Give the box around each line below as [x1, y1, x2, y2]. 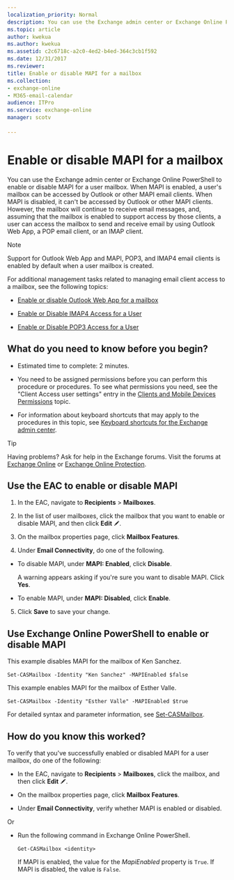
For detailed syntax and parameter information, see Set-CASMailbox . [7, 710, 205, 718]
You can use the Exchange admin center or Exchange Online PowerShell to [7, 175, 222, 184]
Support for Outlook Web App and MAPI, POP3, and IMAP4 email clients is [7, 254, 221, 262]
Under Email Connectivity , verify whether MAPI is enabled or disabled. [17, 804, 222, 812]
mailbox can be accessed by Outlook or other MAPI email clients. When [7, 190, 212, 198]
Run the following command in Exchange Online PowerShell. [17, 831, 190, 839]
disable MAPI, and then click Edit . [17, 519, 122, 528]
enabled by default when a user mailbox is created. [7, 261, 155, 269]
